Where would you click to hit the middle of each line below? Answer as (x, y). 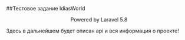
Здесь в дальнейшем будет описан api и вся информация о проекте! (93, 31)
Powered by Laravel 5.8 (99, 19)
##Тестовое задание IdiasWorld (46, 8)
